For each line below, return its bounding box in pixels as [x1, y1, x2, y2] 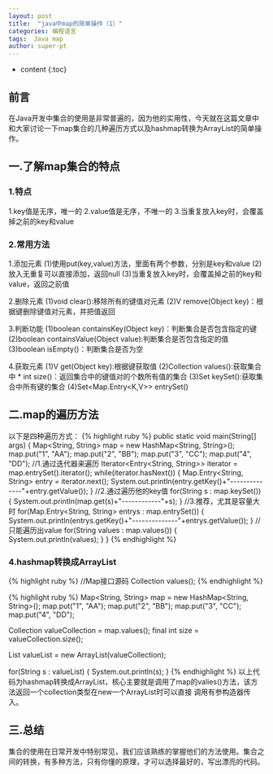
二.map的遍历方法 [8, 408, 99, 422]
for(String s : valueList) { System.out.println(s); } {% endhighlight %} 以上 [8, 667, 253, 676]
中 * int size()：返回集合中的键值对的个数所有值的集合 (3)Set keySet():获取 [8, 371, 257, 381]
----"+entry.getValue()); [8, 486, 89, 496]
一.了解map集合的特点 [8, 160, 120, 173]
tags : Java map [8, 34, 63, 43]
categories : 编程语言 [8, 27, 77, 35]
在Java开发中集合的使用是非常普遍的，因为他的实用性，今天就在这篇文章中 [8, 113, 260, 123]
